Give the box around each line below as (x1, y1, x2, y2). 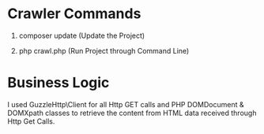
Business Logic (7, 74, 110, 91)
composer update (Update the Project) (18, 31, 145, 40)
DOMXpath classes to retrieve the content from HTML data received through (7, 108, 257, 117)
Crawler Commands (7, 5, 141, 23)
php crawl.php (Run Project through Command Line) (18, 46, 190, 55)
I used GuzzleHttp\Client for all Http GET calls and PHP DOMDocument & (7, 99, 244, 109)
